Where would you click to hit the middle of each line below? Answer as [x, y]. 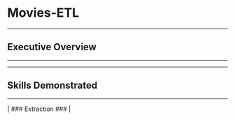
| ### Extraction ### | [39, 109]
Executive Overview [52, 47]
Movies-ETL [43, 13]
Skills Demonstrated [52, 85]
